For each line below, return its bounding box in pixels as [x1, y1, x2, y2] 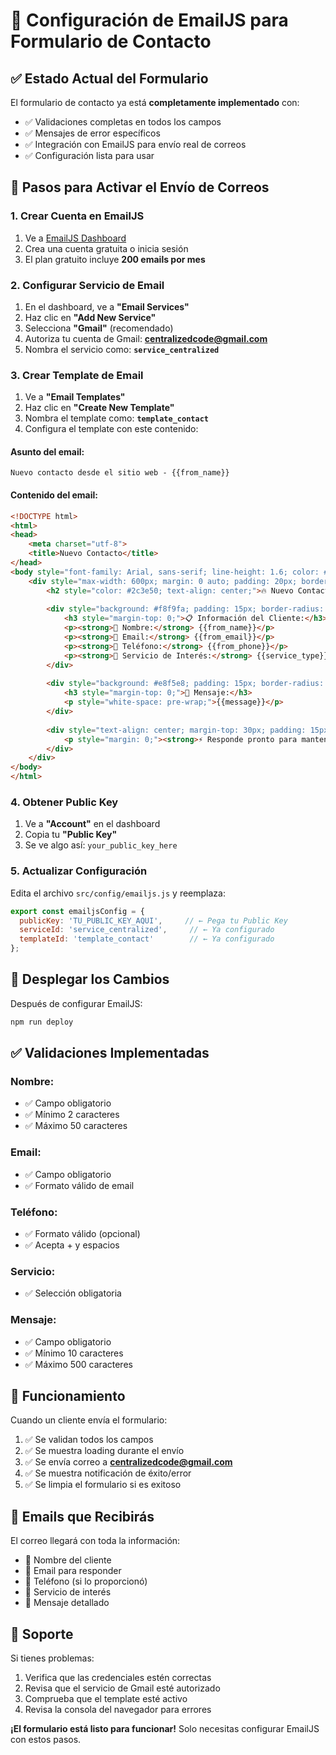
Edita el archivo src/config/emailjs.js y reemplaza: [10, 887, 226, 899]
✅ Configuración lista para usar [24, 150, 155, 161]
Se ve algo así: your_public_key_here [24, 839, 178, 851]
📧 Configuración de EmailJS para [10, 9, 289, 32]
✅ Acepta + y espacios [24, 1239, 120, 1251]
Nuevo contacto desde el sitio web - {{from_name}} [10, 468, 230, 478]
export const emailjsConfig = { [10, 906, 145, 916]
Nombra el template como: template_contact [24, 412, 209, 424]
